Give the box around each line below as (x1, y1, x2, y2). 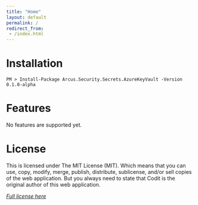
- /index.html (8, 31, 44, 37)
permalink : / (6, 20, 39, 26)
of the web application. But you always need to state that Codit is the (6, 175, 175, 182)
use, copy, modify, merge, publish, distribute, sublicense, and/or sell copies (6, 168, 192, 175)
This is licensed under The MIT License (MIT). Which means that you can (6, 162, 186, 169)
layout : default (6, 14, 47, 20)
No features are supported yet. (6, 121, 82, 128)
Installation (6, 57, 63, 71)
